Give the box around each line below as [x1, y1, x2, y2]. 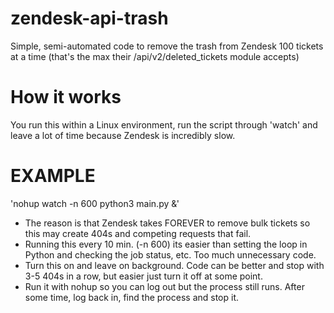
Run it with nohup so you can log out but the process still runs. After [24, 280, 305, 292]
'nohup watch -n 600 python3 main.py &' [10, 197, 180, 209]
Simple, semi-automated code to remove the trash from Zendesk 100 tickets [10, 40, 324, 52]
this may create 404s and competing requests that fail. [24, 227, 252, 239]
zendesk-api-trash [10, 7, 169, 30]
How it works [10, 86, 122, 109]
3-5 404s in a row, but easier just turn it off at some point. [24, 270, 263, 282]
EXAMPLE [10, 165, 96, 187]
